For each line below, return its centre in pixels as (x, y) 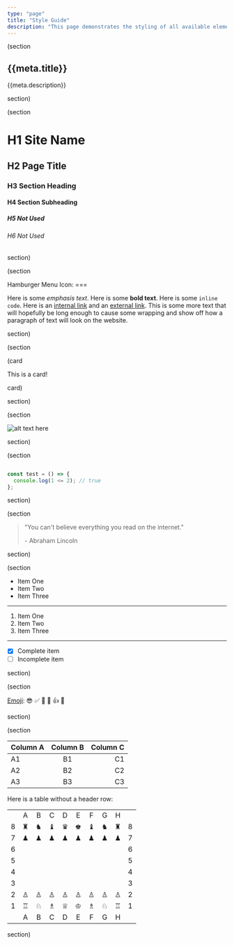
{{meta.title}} (37, 68)
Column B (68, 747)
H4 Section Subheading (42, 202)
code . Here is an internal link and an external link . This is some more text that (117, 305)
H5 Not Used (26, 218)
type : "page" (26, 14)
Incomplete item (40, 659)
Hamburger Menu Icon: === (47, 284)
